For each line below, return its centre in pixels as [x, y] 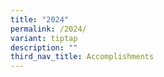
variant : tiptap [44, 38]
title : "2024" [40, 19]
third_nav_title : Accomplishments [82, 57]
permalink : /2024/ [48, 29]
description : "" [44, 47]
